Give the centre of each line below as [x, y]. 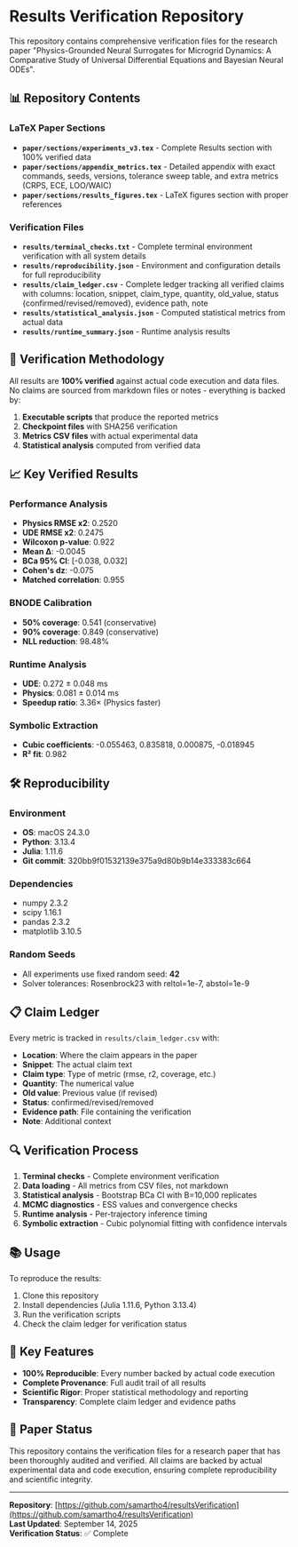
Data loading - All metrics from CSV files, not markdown [125, 1186]
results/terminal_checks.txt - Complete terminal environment [137, 246]
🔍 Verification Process [74, 1150]
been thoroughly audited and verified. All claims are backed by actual [136, 1460]
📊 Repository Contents [75, 98]
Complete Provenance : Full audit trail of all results [114, 1383]
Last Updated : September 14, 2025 [74, 1523]
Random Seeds [43, 954]
